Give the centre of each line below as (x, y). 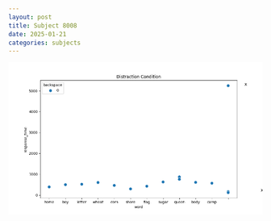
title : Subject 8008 (43, 25)
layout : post (30, 17)
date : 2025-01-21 (38, 34)
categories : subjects (45, 43)
